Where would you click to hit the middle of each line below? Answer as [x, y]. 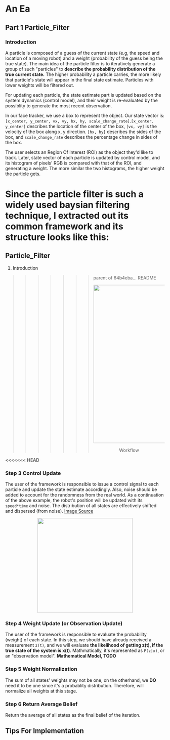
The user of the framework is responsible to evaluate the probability [76, 634]
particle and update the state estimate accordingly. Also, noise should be [81, 489]
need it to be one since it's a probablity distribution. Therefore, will [75, 685]
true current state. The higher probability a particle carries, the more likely [83, 74]
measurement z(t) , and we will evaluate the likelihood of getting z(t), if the [84, 645]
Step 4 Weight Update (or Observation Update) [64, 624]
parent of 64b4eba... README [125, 278]
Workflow [129, 450]
